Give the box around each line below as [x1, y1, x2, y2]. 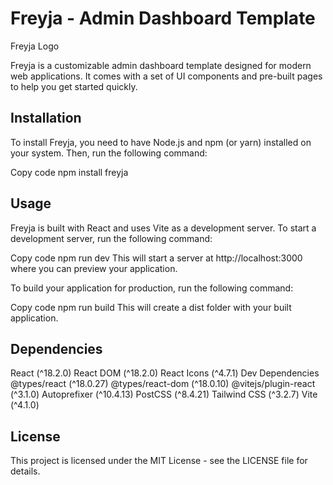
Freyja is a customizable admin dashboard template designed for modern [10, 59, 312, 71]
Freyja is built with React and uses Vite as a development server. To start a [10, 222, 317, 234]
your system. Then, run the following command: [10, 147, 208, 159]
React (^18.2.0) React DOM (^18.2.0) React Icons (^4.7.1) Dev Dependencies [10, 367, 320, 379]
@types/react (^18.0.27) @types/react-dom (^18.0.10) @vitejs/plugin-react [10, 378, 316, 390]
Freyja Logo [10, 40, 60, 52]
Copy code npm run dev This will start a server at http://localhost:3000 [10, 252, 303, 264]
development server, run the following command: [10, 232, 213, 244]
